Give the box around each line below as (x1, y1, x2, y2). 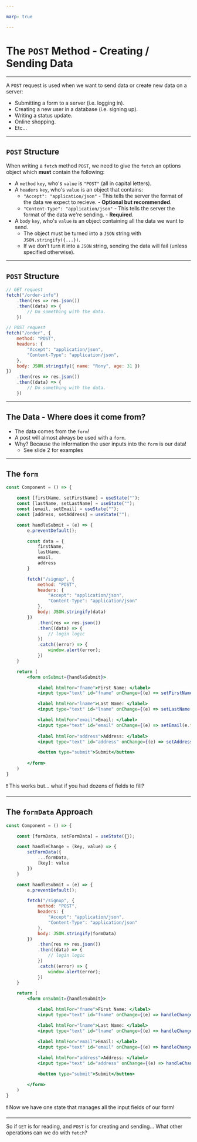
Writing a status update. (14, 112, 73, 119)
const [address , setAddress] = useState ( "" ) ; (16, 511, 130, 517)
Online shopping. (14, 118, 56, 125)
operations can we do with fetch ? (6, 1129, 88, 1136)
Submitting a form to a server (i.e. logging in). (14, 99, 125, 106)
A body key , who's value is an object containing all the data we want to (14, 217, 184, 225)
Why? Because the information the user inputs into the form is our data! (14, 440, 186, 447)
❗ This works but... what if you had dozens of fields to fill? (6, 782, 145, 789)
